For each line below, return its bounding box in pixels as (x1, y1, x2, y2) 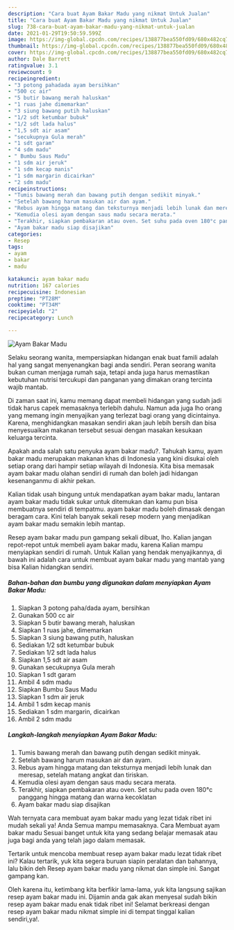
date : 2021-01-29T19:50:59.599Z (8, 29, 101, 37)
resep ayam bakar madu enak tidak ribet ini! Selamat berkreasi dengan (8, 900, 210, 908)
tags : (8, 243, 24, 251)
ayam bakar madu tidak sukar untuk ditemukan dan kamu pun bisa (8, 497, 199, 505)
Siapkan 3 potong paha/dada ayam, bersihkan (17, 604, 150, 612)
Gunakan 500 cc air (17, 611, 75, 619)
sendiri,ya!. (8, 915, 40, 923)
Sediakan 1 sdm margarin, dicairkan (17, 707, 120, 715)
